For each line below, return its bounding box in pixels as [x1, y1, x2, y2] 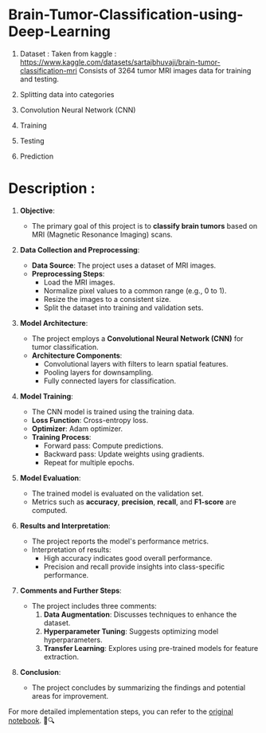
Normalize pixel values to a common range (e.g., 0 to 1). [43, 285, 227, 296]
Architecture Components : [31, 351, 123, 360]
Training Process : [31, 432, 92, 441]
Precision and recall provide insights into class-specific [43, 562, 225, 571]
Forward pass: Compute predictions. [43, 441, 164, 450]
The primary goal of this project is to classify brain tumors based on [31, 221, 258, 230]
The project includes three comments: [31, 601, 157, 610]
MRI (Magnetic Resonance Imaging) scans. [31, 229, 173, 239]
